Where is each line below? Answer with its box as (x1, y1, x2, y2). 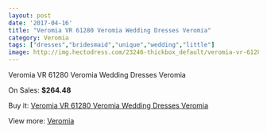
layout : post (8, 11, 52, 20)
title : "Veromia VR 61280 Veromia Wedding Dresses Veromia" (8, 26, 212, 34)
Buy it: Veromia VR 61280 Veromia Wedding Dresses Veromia (8, 101, 209, 110)
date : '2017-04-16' (8, 19, 73, 27)
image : (8, 48, 30, 56)
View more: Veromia (8, 116, 75, 125)
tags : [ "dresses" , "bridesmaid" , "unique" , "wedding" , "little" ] (8, 41, 215, 49)
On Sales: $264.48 (8, 85, 72, 95)
